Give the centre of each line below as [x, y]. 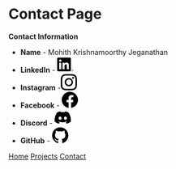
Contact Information [43, 36]
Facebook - [40, 105]
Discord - [36, 123]
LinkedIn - [38, 70]
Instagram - [41, 87]
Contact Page [55, 14]
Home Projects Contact [47, 156]
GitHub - [35, 140]
